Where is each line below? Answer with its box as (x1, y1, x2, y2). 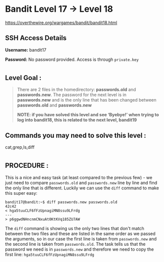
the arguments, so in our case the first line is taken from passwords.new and (5, 236, 157, 241)
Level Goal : (5, 74, 42, 82)
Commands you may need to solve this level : (5, 131, 146, 139)
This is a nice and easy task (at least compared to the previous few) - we (5, 174, 153, 180)
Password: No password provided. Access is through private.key (5, 56, 139, 62)
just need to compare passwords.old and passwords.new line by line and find (5, 180, 157, 185)
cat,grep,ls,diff (5, 144, 35, 150)
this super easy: (5, 190, 38, 196)
